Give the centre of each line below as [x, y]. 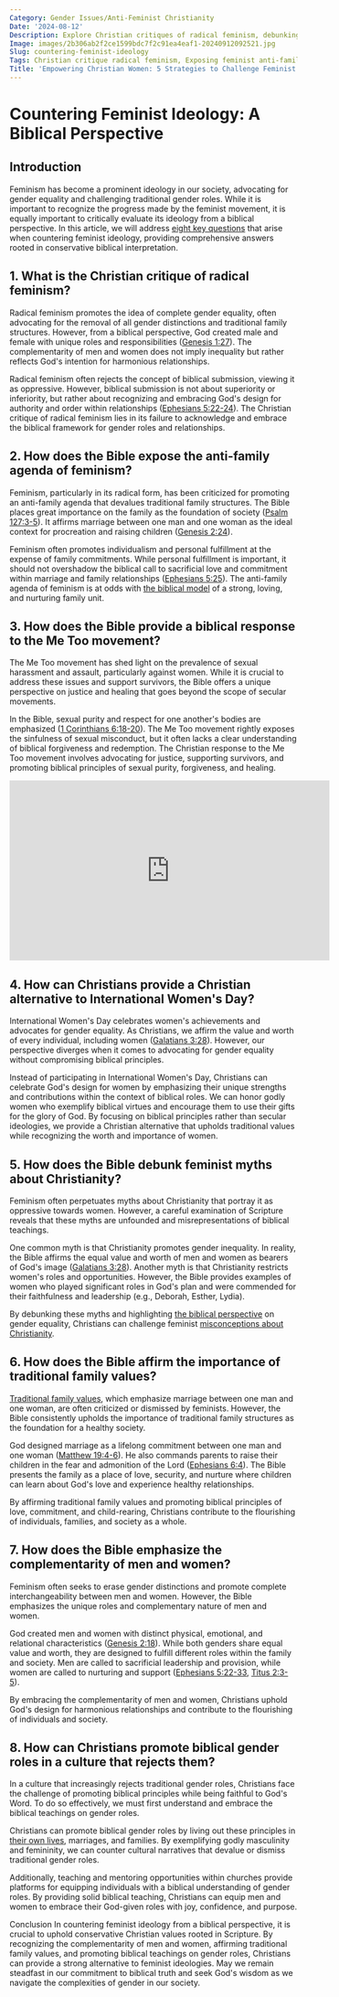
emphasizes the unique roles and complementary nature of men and [138, 1606]
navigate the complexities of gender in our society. [105, 1983]
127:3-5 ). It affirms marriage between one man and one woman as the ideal [151, 521]
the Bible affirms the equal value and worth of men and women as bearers [149, 1257]
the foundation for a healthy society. [78, 1427]
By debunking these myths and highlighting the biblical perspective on [142, 1314]
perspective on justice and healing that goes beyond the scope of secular [148, 692]
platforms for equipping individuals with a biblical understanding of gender [150, 1887]
